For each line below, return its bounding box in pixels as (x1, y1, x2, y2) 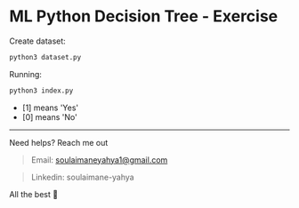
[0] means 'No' (21, 111, 77, 122)
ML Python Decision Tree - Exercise (9, 6, 279, 27)
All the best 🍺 (9, 188, 59, 199)
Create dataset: (9, 36, 67, 46)
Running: (9, 68, 43, 79)
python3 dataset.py (9, 52, 82, 61)
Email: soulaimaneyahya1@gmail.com (30, 154, 168, 165)
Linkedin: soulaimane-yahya (30, 172, 135, 182)
